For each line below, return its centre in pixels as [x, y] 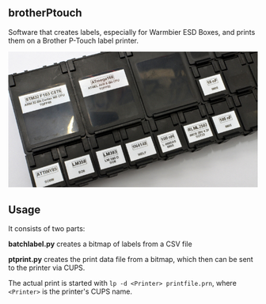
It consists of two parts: [47, 229]
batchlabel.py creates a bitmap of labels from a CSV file [100, 244]
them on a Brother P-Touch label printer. [73, 40]
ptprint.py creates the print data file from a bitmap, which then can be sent [131, 260]
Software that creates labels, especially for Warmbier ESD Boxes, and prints [132, 32]
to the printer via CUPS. [47, 268]
